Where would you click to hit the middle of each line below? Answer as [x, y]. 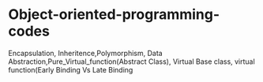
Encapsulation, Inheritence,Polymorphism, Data [86, 53]
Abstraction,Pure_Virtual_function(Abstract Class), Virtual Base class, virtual [131, 61]
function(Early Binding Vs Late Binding [71, 69]
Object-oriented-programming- [114, 15]
